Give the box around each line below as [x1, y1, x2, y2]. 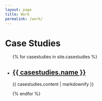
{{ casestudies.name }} [12, 68, 86, 76]
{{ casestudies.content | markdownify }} [12, 81, 94, 87]
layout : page [5, 7, 32, 12]
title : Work [5, 12, 30, 17]
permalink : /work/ [5, 16, 43, 21]
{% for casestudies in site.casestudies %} [12, 54, 98, 60]
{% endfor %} [12, 91, 41, 97]
